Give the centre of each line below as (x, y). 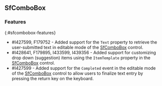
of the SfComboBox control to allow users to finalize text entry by (77, 73)
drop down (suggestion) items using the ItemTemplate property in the (81, 58)
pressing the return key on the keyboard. (52, 78)
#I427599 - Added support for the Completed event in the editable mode (84, 68)
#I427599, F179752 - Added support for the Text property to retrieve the (84, 42)
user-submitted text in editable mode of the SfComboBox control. (77, 47)
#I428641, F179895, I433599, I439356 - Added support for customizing (84, 52)
